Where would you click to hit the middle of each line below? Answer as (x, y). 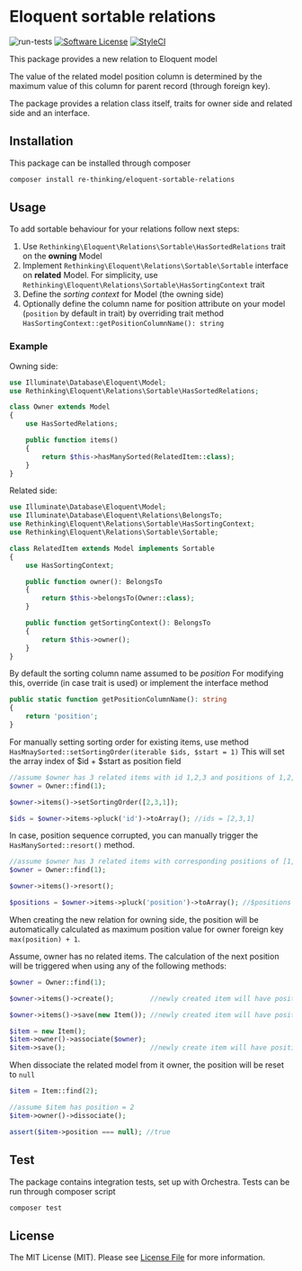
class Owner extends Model (60, 407)
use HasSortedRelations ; (72, 424)
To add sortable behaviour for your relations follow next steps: (124, 229)
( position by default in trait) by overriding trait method (123, 313)
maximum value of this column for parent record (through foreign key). (140, 86)
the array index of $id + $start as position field (95, 761)
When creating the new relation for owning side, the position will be (134, 919)
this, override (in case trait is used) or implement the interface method (139, 683)
